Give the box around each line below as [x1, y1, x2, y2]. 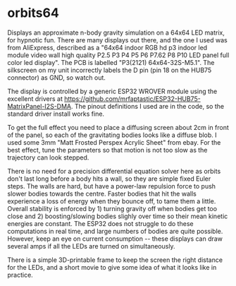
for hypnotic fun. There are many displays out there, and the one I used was [7, 35, 228, 44]
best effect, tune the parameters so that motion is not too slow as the [7, 145, 208, 154]
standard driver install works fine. [7, 109, 104, 118]
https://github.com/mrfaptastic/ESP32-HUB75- [64, 94, 201, 103]
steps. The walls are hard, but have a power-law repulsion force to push [7, 181, 216, 190]
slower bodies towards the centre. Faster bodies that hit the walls [7, 189, 197, 198]
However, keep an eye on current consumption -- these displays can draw [7, 234, 223, 243]
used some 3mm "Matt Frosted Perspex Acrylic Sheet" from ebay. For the [7, 138, 221, 146]
